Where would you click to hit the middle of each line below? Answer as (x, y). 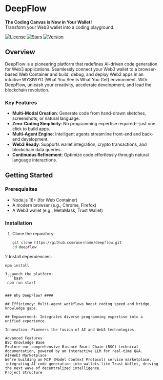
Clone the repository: (33, 234)
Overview (20, 52)
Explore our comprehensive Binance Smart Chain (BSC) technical (72, 347)
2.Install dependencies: (29, 256)
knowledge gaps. (21, 308)
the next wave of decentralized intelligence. (53, 368)
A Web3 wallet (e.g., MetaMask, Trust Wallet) (58, 210)
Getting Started (29, 175)
